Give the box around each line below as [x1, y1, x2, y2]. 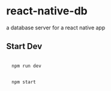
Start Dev [6, 41, 43, 51]
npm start [11, 79, 36, 85]
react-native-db [6, 4, 88, 18]
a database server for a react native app [6, 24, 106, 31]
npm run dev [11, 63, 42, 69]
